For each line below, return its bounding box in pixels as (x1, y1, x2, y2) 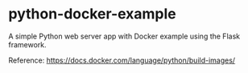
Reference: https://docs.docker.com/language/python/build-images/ (8, 55, 236, 65)
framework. (8, 39, 47, 49)
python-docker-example (8, 5, 177, 23)
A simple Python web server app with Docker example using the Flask (8, 31, 240, 41)
